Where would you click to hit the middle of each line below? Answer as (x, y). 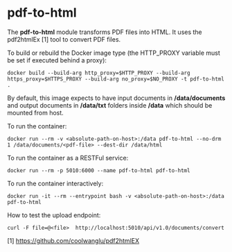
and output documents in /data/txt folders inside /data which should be (110, 105)
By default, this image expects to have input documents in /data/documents (116, 98)
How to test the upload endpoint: (54, 215)
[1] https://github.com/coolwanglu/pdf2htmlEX (73, 240)
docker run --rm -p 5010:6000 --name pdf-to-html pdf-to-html (99, 170)
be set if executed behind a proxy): (57, 60)
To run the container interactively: (55, 183)
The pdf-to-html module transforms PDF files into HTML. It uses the (105, 32)
